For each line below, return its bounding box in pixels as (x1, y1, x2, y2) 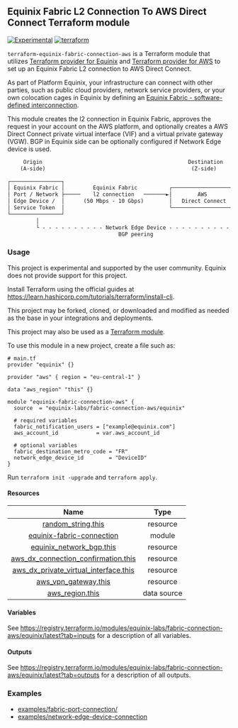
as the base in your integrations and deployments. (7, 314, 154, 322)
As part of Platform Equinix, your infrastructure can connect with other (7, 78, 213, 87)
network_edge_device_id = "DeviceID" (13, 454, 147, 461)
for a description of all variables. (96, 632, 191, 640)
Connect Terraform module (7, 17, 130, 29)
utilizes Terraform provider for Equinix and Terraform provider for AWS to (7, 57, 221, 65)
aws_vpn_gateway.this (36, 576, 111, 586)
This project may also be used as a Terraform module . (7, 327, 165, 336)
